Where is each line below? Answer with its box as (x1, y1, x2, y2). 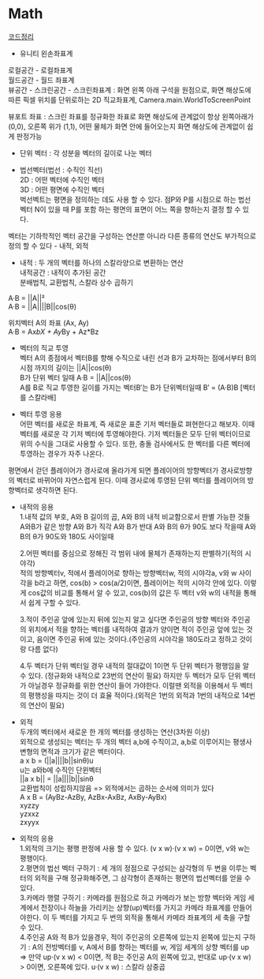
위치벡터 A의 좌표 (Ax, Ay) (8, 317, 89, 328)
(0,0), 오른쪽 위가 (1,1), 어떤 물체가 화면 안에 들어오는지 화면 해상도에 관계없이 (8, 122, 246, 131)
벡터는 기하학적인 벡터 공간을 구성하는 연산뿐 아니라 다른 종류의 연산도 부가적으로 (8, 231, 257, 241)
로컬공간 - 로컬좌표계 (8, 65, 73, 75)
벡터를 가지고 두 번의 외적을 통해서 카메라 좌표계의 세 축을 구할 (59, 913, 251, 922)
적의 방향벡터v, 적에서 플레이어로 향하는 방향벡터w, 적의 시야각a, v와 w (19, 568, 237, 577)
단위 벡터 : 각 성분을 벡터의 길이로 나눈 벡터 (19, 148, 152, 158)
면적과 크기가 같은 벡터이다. (40, 747, 125, 756)
